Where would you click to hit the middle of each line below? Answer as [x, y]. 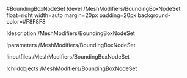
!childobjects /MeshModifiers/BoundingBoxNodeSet [72, 68]
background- [154, 15]
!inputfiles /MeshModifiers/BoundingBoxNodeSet [68, 57]
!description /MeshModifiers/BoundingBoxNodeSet [71, 33]
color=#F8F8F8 [26, 21]
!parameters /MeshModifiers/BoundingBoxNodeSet [71, 45]
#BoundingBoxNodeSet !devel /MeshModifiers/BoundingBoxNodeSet [94, 9]
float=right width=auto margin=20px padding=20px [71, 15]
